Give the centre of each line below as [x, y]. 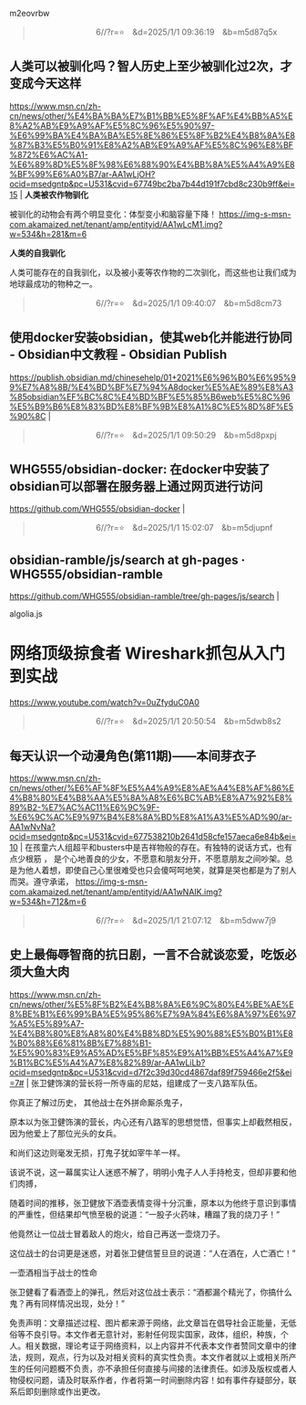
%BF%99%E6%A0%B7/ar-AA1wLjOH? [82, 174]
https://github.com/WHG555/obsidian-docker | [97, 509]
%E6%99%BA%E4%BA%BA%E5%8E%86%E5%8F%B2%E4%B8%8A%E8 [153, 135]
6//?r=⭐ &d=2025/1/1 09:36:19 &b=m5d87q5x [186, 32]
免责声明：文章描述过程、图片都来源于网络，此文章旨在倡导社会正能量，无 [149, 1323]
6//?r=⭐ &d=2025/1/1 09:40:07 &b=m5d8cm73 [189, 303]
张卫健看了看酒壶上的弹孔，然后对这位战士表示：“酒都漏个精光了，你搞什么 [151, 1292]
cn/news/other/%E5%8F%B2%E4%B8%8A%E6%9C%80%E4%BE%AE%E [152, 1004]
